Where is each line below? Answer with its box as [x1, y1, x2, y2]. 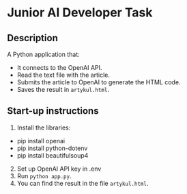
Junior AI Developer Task [7, 5, 153, 21]
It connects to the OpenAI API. [16, 64, 102, 71]
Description [7, 32, 58, 44]
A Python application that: [7, 50, 80, 58]
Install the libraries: [16, 123, 71, 132]
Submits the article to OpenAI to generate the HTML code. [16, 78, 181, 86]
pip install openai [16, 136, 66, 145]
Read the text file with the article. [16, 71, 111, 79]
